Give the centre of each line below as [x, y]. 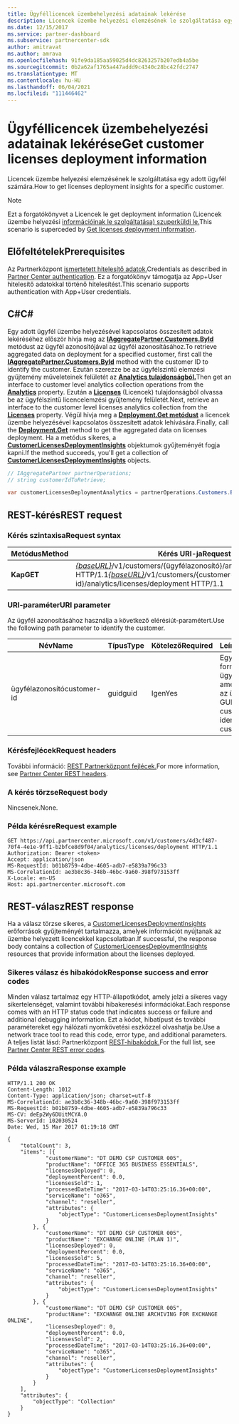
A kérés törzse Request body [58, 792]
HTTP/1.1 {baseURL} [110, 575]
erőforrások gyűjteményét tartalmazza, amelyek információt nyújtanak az [115, 931]
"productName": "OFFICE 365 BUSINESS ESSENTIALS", [122, 1164]
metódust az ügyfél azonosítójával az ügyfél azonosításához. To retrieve [112, 346]
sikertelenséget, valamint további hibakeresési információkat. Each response [119, 1005]
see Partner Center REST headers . [58, 773]
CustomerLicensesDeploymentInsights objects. [79, 460]
